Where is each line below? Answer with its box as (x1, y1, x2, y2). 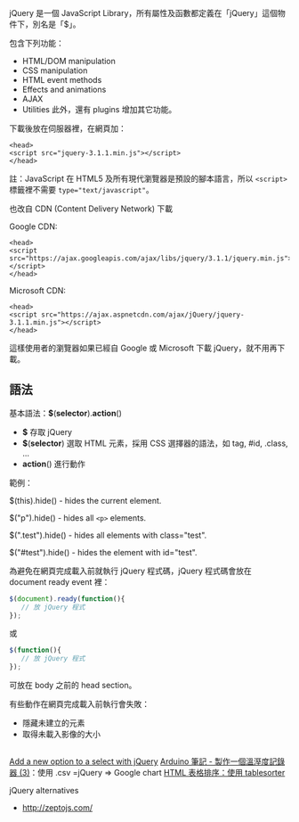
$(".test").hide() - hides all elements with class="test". (9, 530, 207, 540)
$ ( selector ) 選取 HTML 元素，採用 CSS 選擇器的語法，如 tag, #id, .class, (21, 438, 288, 448)
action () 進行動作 (21, 458, 86, 469)
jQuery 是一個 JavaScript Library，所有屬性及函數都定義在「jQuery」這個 (9, 8, 279, 18)
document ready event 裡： (9, 576, 110, 587)
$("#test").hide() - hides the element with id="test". (9, 547, 198, 557)
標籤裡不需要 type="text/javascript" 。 (9, 185, 154, 194)
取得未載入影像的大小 (21, 729, 101, 740)
